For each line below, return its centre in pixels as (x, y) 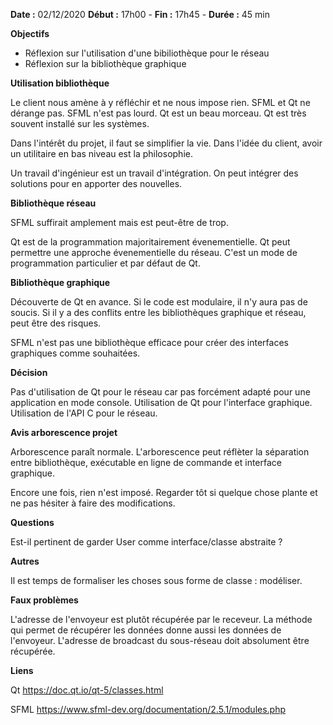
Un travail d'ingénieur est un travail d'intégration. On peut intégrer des (154, 173)
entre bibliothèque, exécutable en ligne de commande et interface (146, 462)
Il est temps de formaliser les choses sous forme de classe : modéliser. (156, 580)
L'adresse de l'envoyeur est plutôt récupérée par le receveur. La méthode (161, 619)
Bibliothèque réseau (53, 203)
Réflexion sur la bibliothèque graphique (105, 63)
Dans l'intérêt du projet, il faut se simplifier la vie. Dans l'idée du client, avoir (166, 143)
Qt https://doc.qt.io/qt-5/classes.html (87, 690)
